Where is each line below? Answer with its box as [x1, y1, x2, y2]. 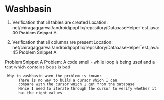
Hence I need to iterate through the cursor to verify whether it [18, 86, 157, 91]
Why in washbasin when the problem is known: [7, 73, 102, 78]
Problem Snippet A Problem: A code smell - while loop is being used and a [5, 59, 155, 65]
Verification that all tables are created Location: [12, 19, 108, 25]
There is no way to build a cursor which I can [18, 78, 117, 83]
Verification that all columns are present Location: [12, 39, 113, 45]
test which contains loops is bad [5, 64, 70, 70]
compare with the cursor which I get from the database [18, 82, 135, 87]
